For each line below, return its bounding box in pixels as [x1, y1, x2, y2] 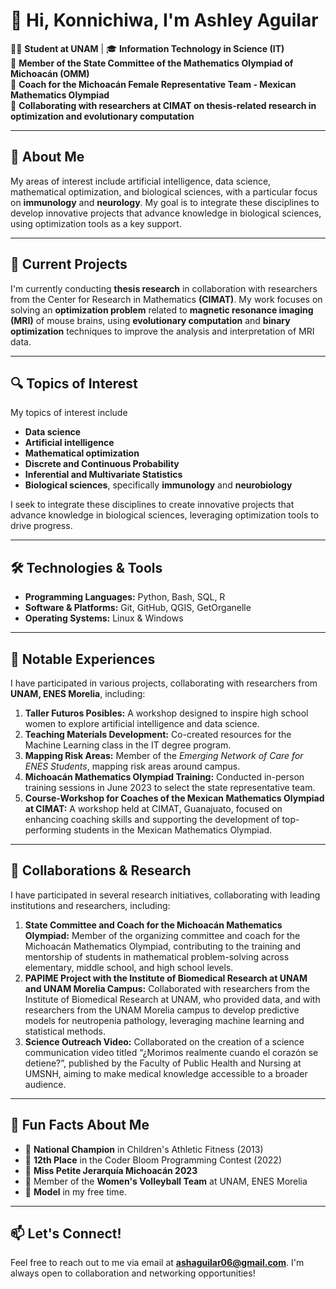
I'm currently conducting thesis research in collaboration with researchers [10, 282, 318, 294]
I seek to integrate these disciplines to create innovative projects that [10, 499, 295, 511]
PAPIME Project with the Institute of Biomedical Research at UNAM [24, 972, 308, 984]
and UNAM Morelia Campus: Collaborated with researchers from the [24, 982, 310, 994]
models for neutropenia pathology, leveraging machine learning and [24, 1014, 305, 1026]
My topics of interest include [10, 407, 128, 419]
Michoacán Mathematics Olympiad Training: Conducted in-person [24, 771, 305, 783]
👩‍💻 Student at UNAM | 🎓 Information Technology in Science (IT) [10, 42, 285, 54]
